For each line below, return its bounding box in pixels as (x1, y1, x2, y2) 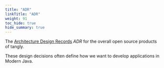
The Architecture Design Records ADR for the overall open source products (5, 38, 157, 44)
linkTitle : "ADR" (5, 12, 41, 17)
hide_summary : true (5, 25, 45, 30)
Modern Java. (5, 58, 33, 64)
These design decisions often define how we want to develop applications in (5, 53, 160, 59)
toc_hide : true (5, 20, 36, 26)
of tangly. (5, 44, 24, 50)
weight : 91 (5, 16, 27, 21)
